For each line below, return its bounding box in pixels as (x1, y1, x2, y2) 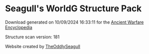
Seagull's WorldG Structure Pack (5, 3, 142, 14)
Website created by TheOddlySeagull (5, 43, 81, 49)
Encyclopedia (5, 24, 33, 30)
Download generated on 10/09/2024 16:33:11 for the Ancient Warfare (5, 19, 144, 25)
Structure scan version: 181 (5, 34, 60, 40)
